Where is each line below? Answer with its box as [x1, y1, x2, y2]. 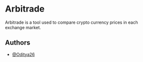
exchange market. [5, 24, 41, 30]
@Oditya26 [12, 51, 35, 57]
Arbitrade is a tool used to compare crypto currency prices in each [5, 19, 138, 25]
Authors [5, 39, 31, 47]
